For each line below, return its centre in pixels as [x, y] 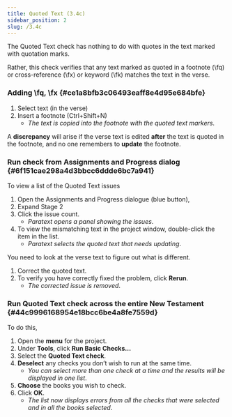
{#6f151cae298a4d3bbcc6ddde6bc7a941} [81, 170]
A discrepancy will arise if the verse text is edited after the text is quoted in [116, 136]
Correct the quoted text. [52, 271]
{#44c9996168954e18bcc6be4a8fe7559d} [83, 312]
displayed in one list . [57, 378]
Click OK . [31, 393]
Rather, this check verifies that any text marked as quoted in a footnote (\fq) [116, 68]
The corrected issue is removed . [74, 285]
